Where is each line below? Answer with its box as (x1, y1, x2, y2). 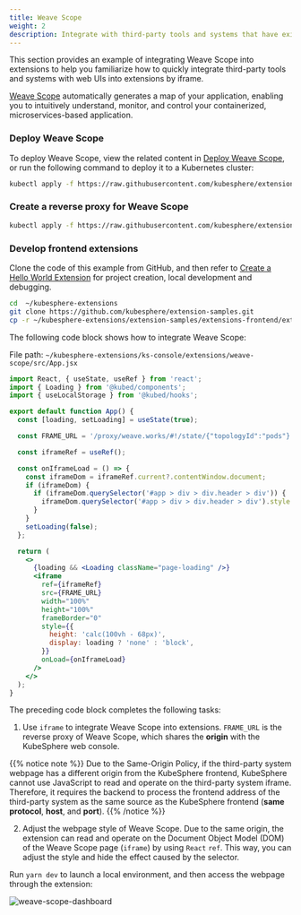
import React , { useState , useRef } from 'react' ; (9, 374, 202, 384)
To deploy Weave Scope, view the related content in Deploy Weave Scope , (9, 152, 285, 163)
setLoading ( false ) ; (25, 522, 99, 531)
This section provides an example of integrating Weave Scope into (9, 55, 254, 65)
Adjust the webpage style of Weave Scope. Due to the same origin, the (21, 824, 285, 834)
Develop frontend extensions (9, 242, 139, 255)
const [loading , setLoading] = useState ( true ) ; (17, 416, 199, 425)
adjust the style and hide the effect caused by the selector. (21, 852, 240, 863)
